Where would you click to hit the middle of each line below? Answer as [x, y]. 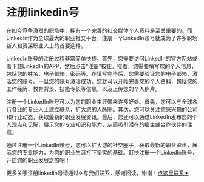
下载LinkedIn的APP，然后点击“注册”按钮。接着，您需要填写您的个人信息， [104, 66]
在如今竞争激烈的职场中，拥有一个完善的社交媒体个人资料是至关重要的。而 [99, 30]
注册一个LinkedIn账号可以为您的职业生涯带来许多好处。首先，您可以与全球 [99, 101]
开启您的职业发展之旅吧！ [38, 160]
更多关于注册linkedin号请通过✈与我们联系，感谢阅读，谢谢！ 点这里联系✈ [98, 173]
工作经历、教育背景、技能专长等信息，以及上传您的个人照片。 [83, 89]
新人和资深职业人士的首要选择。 [46, 45]
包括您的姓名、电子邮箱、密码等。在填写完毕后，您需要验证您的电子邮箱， [99, 73]
